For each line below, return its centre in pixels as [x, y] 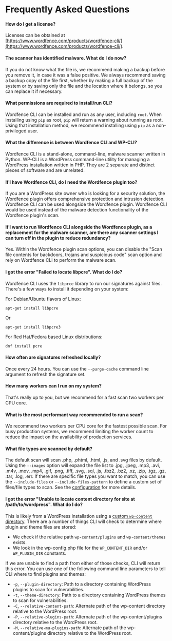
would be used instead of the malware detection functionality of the [77, 210]
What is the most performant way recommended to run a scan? [74, 415]
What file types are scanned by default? [49, 449]
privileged [16, 131]
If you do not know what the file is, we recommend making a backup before [85, 69]
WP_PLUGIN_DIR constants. [40, 553]
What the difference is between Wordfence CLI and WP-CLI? [71, 143]
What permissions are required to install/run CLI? [59, 103]
